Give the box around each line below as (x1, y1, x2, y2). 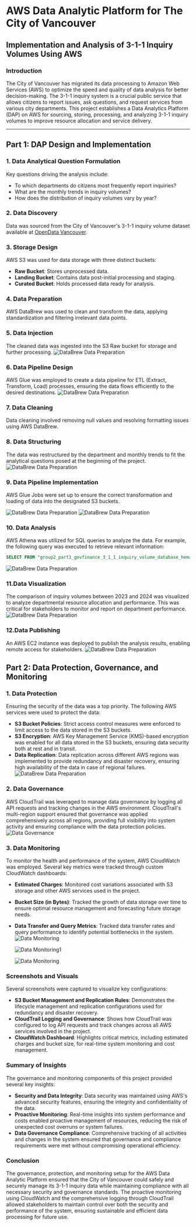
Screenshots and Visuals (6, 972, 79, 980)
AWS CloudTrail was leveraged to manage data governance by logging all (6, 798, 183, 805)
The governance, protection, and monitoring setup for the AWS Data (6, 1170, 170, 1177)
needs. (14, 911, 32, 918)
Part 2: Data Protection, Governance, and (6, 663, 159, 673)
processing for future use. (6, 1213, 69, 1220)
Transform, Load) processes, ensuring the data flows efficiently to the (6, 383, 174, 390)
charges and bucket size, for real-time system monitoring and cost (14, 1040, 175, 1047)
